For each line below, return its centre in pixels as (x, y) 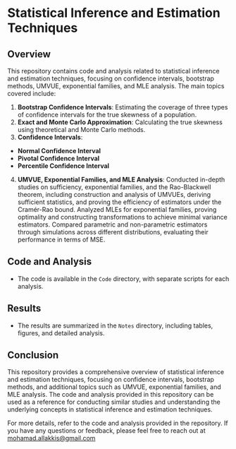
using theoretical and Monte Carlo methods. (81, 130)
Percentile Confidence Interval (63, 166)
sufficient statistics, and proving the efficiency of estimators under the (119, 202)
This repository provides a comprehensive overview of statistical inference (116, 372)
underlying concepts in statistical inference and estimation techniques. (110, 409)
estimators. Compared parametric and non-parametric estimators (112, 224)
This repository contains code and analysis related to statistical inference (113, 71)
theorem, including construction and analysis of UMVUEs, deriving (114, 194)
